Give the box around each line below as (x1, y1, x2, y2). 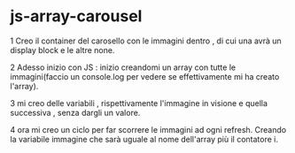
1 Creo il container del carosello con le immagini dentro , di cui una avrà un (10, 35, 282, 46)
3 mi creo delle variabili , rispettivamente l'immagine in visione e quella (10, 97, 268, 108)
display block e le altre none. (10, 44, 115, 55)
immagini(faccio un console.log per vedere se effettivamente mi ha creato (10, 71, 280, 81)
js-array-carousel (10, 6, 143, 27)
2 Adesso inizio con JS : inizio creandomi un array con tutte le (10, 62, 237, 73)
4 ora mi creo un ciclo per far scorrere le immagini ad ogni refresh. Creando (10, 124, 287, 134)
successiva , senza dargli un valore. (10, 107, 141, 118)
